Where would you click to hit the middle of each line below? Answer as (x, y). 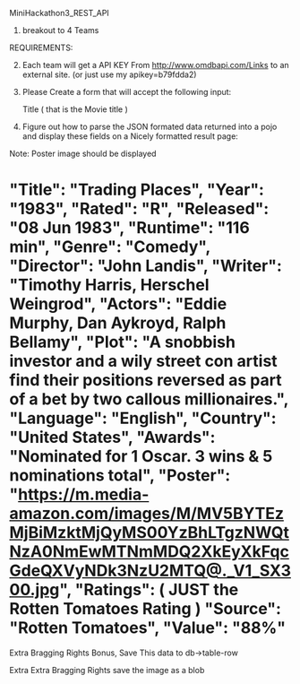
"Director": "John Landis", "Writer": (146, 266)
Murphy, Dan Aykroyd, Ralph (118, 323)
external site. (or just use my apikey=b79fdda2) (109, 74)
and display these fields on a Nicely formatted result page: (130, 136)
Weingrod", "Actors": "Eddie (118, 304)
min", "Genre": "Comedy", (110, 247)
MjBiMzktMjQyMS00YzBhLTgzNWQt (149, 533)
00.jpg (34, 590)
